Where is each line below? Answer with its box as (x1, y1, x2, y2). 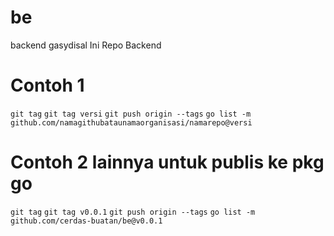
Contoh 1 (10, 74, 85, 97)
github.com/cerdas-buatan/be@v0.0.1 (10, 216, 163, 226)
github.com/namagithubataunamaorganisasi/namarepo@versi (10, 117, 253, 128)
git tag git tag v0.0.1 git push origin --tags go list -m (10, 207, 256, 217)
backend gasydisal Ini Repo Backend (10, 39, 162, 51)
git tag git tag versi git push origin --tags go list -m (10, 109, 252, 119)
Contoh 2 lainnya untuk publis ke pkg (10, 151, 325, 174)
